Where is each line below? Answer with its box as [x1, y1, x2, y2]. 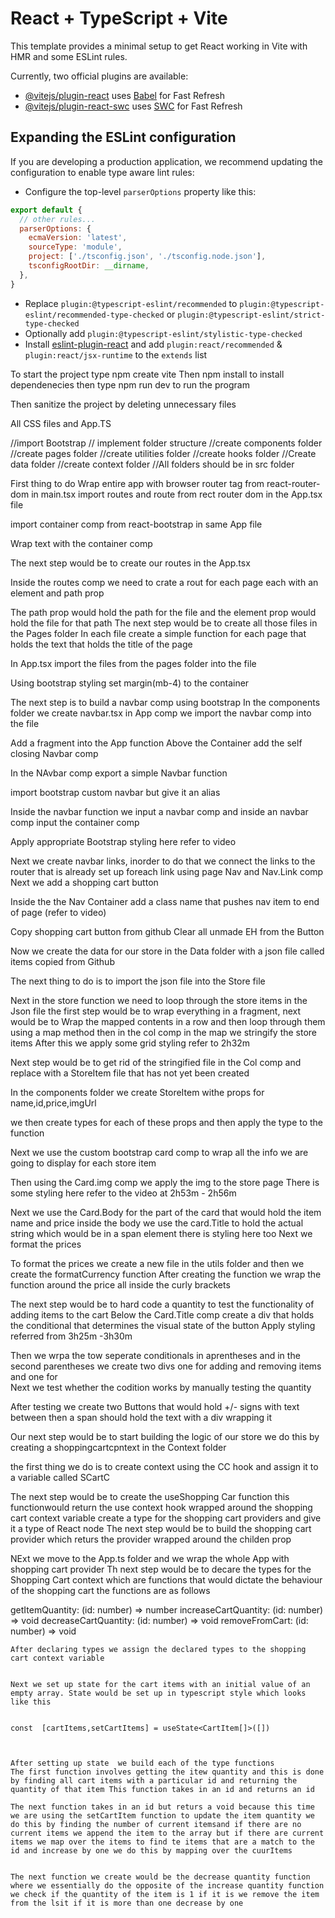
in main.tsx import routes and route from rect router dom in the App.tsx [31, 488, 323, 500]
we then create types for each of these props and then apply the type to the [10, 1116, 324, 1128]
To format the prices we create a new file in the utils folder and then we [10, 1257, 305, 1269]
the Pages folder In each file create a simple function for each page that [10, 627, 307, 639]
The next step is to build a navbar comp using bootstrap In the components [10, 696, 321, 708]
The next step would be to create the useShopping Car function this [10, 1490, 290, 1502]
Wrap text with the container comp [10, 537, 153, 549]
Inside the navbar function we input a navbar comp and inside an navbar [10, 805, 309, 817]
